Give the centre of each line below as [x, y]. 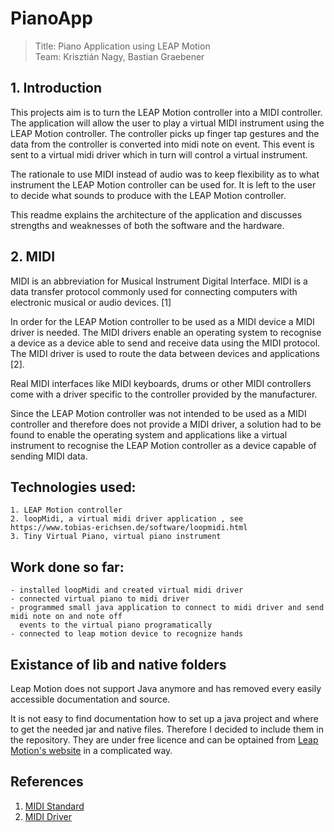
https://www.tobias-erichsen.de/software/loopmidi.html [129, 528]
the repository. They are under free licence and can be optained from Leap [164, 740]
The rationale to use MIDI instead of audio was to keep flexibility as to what [165, 174]
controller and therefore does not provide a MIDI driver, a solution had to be [166, 424]
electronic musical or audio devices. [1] [91, 302]
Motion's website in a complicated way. [91, 750]
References [47, 782]
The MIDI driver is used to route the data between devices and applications [165, 353]
